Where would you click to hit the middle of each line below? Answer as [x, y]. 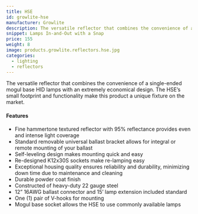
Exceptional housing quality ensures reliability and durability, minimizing [102, 167]
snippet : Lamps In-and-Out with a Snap [55, 34]
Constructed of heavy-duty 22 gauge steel [67, 185]
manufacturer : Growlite [35, 22]
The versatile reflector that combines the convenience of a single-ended [94, 83]
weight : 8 [18, 45]
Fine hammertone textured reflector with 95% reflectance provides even [103, 129]
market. [15, 102]
